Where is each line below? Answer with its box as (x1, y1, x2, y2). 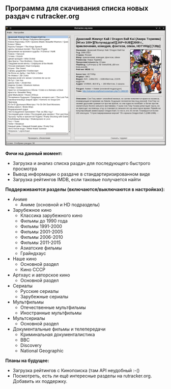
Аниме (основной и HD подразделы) (20, 201, 100, 208)
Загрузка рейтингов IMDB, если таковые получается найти (12, 176, 141, 182)
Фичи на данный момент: (5, 150, 63, 156)
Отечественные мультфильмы (20, 304, 87, 310)
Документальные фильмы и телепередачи (12, 326, 106, 332)
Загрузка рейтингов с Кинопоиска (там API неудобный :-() (12, 367, 140, 373)
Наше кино (12, 256, 37, 262)
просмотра (12, 165, 37, 172)
